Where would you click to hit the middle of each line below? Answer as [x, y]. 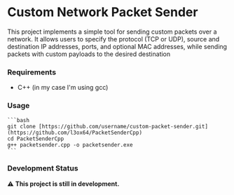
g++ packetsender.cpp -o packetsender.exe [70, 144]
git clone [22, 126]
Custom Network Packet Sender [103, 12]
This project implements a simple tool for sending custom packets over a [112, 32]
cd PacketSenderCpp [36, 139]
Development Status [43, 168]
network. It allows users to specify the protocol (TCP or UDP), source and [113, 39]
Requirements [32, 72]
